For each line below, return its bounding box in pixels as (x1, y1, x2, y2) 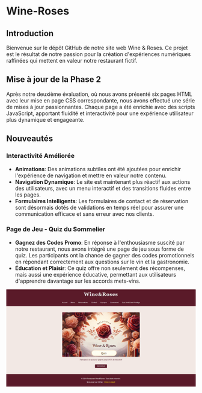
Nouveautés (6, 134, 53, 144)
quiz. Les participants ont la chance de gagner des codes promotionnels (14, 251, 195, 259)
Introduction (6, 28, 54, 39)
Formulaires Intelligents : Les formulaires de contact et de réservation (14, 197, 189, 204)
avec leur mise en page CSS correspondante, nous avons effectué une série (6, 96, 195, 104)
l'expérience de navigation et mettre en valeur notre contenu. (14, 172, 167, 179)
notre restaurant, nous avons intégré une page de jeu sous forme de (14, 245, 185, 253)
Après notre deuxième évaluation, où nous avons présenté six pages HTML (6, 90, 192, 98)
